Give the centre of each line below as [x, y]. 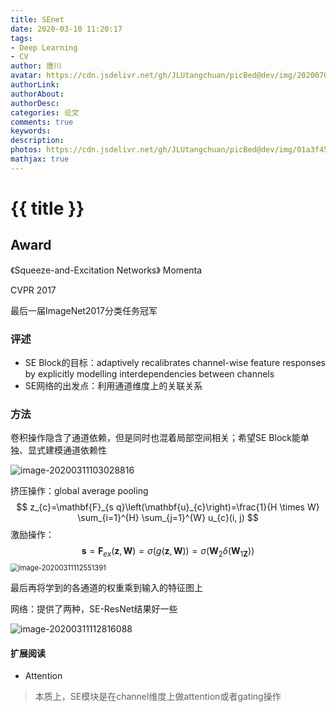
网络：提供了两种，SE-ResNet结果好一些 [94, 609]
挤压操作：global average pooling [79, 491]
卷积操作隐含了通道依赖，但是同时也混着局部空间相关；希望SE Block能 [155, 438]
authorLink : [35, 85]
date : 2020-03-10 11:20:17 [66, 29]
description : [37, 141]
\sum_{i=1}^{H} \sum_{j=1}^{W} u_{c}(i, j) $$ [168, 518]
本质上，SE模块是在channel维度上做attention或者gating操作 [158, 697]
